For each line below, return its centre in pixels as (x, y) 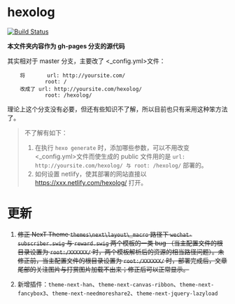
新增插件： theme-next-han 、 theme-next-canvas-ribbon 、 (98, 284)
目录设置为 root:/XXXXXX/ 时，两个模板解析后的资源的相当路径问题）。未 (121, 251)
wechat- (181, 235)
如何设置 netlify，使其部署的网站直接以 (91, 174)
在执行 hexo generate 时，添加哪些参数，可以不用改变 (112, 147)
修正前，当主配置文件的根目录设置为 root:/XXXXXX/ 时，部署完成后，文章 (122, 261)
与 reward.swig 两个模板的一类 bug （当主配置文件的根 (145, 243)
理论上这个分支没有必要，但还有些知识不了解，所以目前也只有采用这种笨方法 (117, 109)
